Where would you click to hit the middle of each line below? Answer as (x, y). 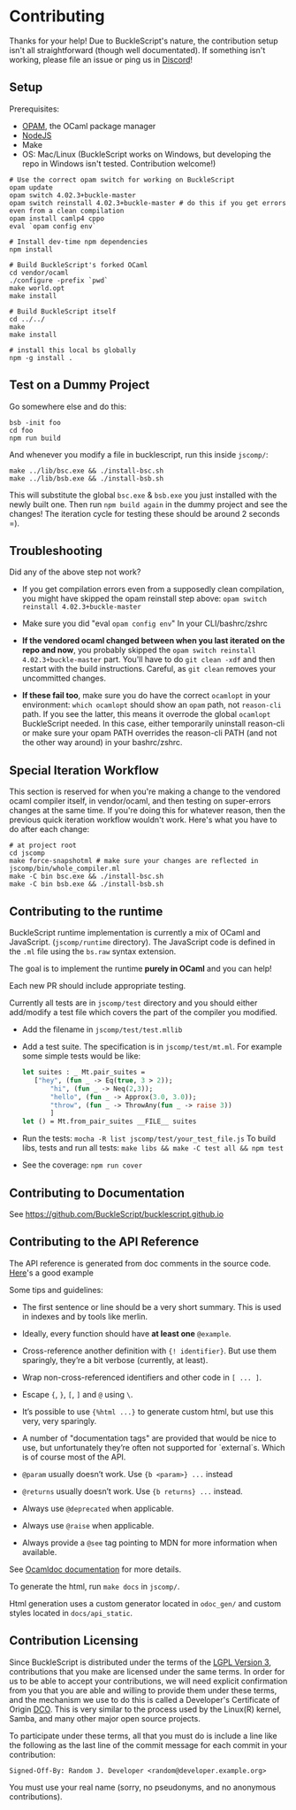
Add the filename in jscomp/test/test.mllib (102, 1029)
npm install (31, 250)
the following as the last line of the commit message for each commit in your (148, 1745)
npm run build (35, 438)
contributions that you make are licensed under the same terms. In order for (147, 1671)
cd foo (21, 430)
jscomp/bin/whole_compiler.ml (65, 869)
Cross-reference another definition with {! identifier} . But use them (149, 1351)
